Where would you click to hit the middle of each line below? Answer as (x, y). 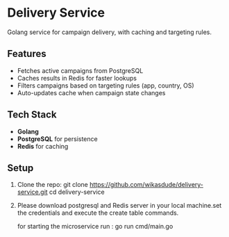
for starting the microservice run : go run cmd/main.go (95, 227)
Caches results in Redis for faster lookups (77, 78)
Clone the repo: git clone (52, 185)
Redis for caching (43, 146)
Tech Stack (32, 115)
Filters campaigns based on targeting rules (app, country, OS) (105, 85)
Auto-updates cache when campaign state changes (91, 92)
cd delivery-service (77, 192)
